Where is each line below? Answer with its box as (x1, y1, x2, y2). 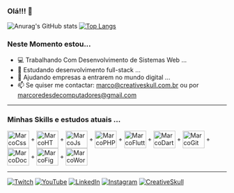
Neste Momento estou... (7, 40, 92, 49)
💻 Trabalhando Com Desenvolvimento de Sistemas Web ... (17, 56, 187, 64)
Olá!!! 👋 (7, 6, 33, 16)
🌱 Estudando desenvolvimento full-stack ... (17, 65, 141, 74)
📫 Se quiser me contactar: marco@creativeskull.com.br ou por (17, 81, 199, 89)
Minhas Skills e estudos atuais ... (7, 115, 121, 124)
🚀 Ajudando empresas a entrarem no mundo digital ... (17, 73, 171, 81)
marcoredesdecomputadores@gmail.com (17, 90, 137, 99)
